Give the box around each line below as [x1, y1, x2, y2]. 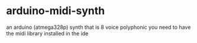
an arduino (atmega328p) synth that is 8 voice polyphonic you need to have [6, 24, 191, 31]
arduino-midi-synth [6, 4, 105, 18]
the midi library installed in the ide [6, 29, 89, 37]
